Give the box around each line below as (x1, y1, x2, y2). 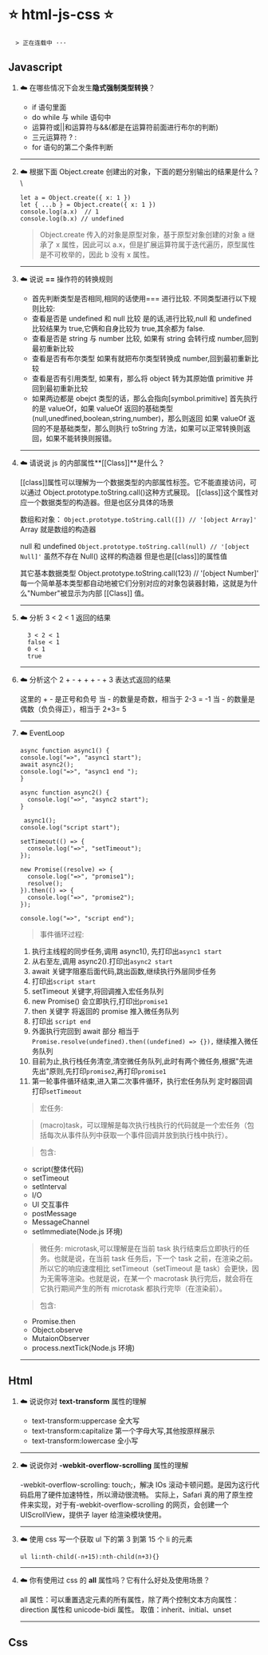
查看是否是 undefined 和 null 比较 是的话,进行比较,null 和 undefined (31, 313, 252, 323)
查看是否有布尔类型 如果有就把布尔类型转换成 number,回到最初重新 (31, 353, 252, 363)
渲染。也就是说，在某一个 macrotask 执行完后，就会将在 (67, 1273, 254, 1283)
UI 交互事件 (31, 1199, 69, 1209)
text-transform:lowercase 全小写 (31, 1435, 139, 1446)
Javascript (8, 61, 63, 74)
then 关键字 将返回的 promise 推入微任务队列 (31, 1006, 179, 1016)
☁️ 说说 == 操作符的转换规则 (19, 274, 113, 284)
